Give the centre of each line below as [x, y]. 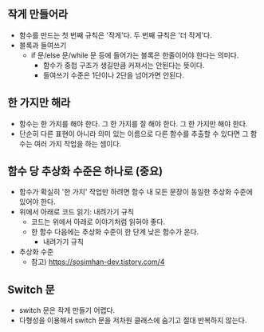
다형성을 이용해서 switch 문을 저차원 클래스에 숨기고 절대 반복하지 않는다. [133, 320]
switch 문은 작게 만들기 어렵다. [67, 310]
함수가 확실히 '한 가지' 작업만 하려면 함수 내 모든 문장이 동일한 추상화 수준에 [136, 192]
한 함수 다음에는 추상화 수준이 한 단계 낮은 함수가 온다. [115, 232]
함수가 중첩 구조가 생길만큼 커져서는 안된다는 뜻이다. [124, 65]
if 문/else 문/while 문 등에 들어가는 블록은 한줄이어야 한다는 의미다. [135, 55]
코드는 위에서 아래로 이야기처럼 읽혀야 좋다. [98, 222]
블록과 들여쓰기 [43, 45]
